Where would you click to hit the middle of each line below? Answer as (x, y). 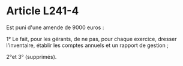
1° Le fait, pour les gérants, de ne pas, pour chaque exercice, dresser (91, 39)
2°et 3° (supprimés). (31, 56)
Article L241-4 (43, 11)
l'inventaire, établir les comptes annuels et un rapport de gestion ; (88, 45)
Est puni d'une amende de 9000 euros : (55, 27)
